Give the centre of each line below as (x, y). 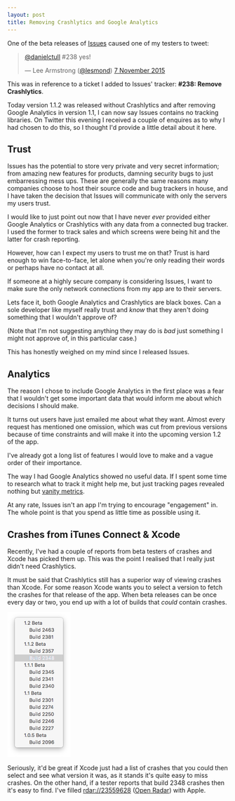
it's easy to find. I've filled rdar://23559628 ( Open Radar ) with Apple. (107, 790)
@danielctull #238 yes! (58, 57)
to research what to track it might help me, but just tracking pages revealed (116, 484)
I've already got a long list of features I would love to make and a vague (110, 455)
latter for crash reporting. (44, 239)
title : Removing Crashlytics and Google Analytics (83, 22)
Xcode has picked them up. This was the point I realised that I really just (111, 558)
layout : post (26, 15)
